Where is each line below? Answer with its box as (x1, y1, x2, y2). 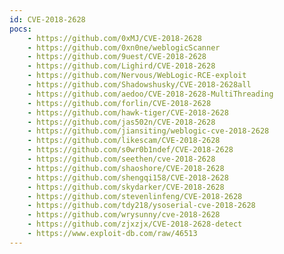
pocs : (9, 24, 32, 34)
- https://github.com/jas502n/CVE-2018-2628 (27, 117, 216, 127)
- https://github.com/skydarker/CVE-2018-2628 (27, 182, 225, 192)
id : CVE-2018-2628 (9, 14, 86, 25)
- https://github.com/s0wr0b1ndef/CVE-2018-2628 (27, 145, 234, 155)
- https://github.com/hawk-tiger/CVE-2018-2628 (27, 107, 229, 118)
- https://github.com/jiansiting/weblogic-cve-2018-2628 (27, 126, 270, 136)
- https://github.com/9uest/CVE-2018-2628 (27, 52, 207, 62)
